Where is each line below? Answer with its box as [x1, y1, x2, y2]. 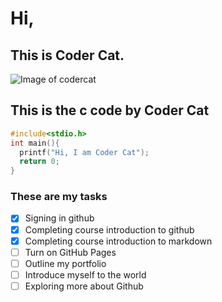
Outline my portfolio [24, 257, 107, 269]
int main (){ [10, 138, 60, 148]
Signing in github [24, 212, 95, 224]
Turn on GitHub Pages [24, 246, 117, 258]
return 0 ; [19, 157, 60, 167]
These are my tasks [10, 190, 108, 204]
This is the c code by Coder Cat [10, 102, 210, 119]
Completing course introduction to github [24, 223, 195, 236]
